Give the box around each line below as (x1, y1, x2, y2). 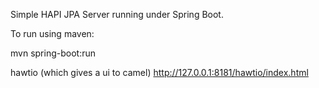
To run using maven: (10, 28, 95, 39)
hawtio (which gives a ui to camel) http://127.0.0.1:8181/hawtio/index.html (10, 67, 309, 78)
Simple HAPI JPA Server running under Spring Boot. (10, 9, 224, 20)
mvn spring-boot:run (10, 47, 96, 59)
